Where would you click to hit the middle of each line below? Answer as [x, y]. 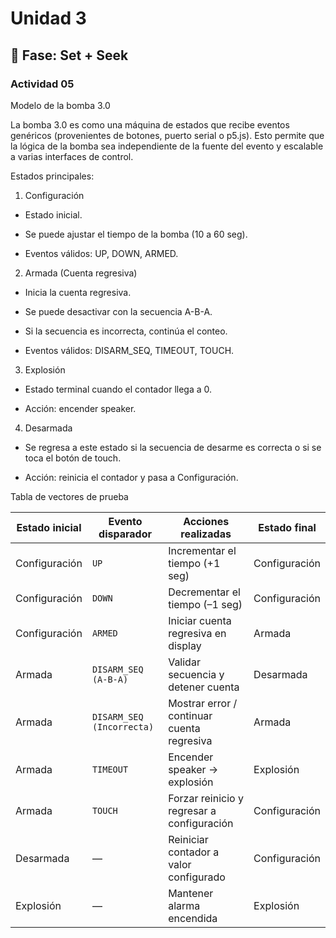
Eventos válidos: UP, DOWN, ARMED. [101, 253]
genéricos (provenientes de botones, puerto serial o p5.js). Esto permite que [167, 135]
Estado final [287, 527]
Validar [184, 662]
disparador [125, 534]
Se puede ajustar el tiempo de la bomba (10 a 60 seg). [136, 234]
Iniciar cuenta [200, 620]
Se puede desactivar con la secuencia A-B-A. [118, 311]
